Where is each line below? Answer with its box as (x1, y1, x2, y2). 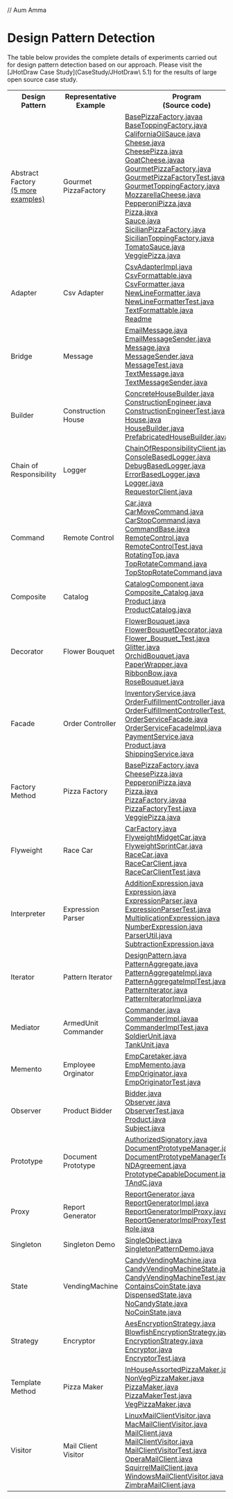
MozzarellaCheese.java (124, 190, 201, 199)
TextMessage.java (124, 368, 184, 378)
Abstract (10, 168, 39, 178)
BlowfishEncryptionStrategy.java (124, 1327, 232, 1336)
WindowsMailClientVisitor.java (124, 1471, 224, 1481)
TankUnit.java (124, 1040, 170, 1050)
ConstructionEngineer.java (124, 397, 212, 407)
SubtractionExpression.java (124, 939, 214, 949)
